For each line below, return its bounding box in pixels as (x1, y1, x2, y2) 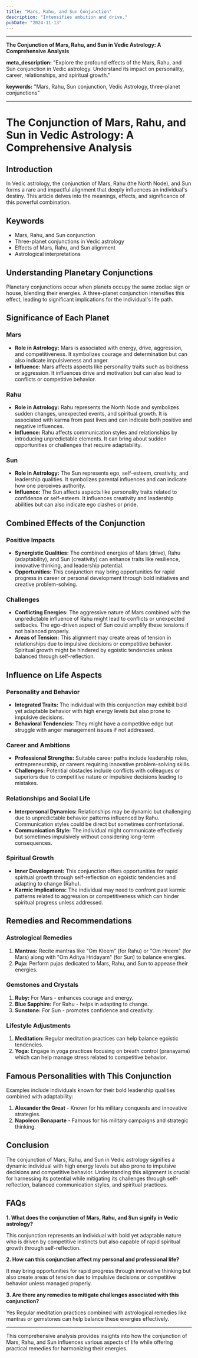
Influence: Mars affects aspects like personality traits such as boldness (14, 363, 189, 370)
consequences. (14, 839, 52, 846)
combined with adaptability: (6, 1093, 74, 1100)
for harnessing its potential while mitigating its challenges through (6, 1175, 166, 1182)
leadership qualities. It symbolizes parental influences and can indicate (14, 476, 187, 483)
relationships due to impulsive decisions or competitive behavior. (14, 640, 173, 647)
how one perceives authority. (14, 482, 86, 490)
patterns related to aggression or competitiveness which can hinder (14, 892, 180, 899)
